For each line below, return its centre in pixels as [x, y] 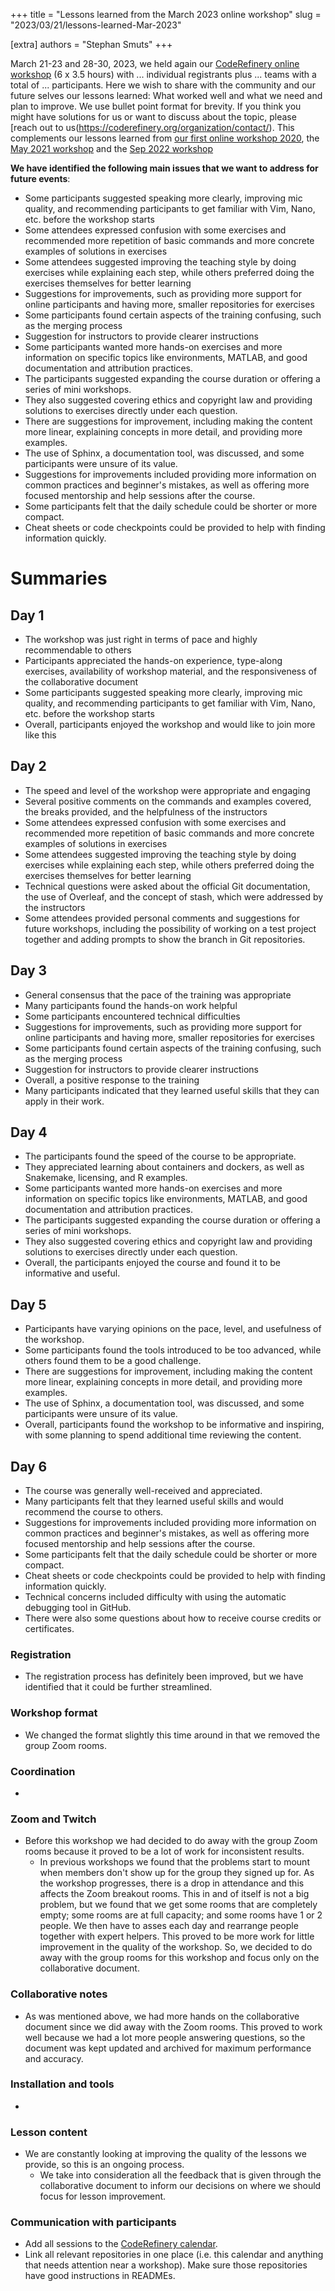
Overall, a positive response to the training [112, 1080]
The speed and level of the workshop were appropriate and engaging [167, 790]
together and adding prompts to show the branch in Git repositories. [165, 939]
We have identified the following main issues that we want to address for [164, 168]
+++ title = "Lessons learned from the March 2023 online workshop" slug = [166, 14]
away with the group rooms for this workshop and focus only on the [179, 1958]
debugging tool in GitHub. [78, 1608]
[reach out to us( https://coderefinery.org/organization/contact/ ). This [152, 127]
